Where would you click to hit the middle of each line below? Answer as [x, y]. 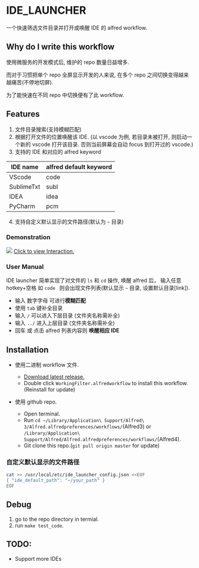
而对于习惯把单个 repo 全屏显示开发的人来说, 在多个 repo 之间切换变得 [92, 75]
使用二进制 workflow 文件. [47, 365]
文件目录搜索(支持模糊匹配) [48, 129]
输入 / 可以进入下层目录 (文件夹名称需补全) [67, 316]
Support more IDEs [38, 558]
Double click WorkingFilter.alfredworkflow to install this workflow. [106, 383]
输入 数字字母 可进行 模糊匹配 [50, 301]
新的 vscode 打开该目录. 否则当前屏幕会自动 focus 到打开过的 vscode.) [107, 144]
